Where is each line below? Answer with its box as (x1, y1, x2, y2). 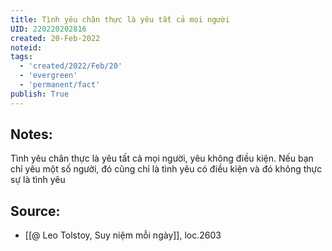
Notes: (10, 126, 53, 143)
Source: (10, 202, 61, 220)
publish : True (10, 89, 70, 99)
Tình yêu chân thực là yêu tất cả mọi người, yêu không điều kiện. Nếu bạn (10, 152, 314, 165)
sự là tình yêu (10, 174, 66, 186)
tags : (10, 52, 33, 62)
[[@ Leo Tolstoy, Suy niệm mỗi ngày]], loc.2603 (24, 229, 222, 241)
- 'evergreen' (19, 71, 78, 81)
